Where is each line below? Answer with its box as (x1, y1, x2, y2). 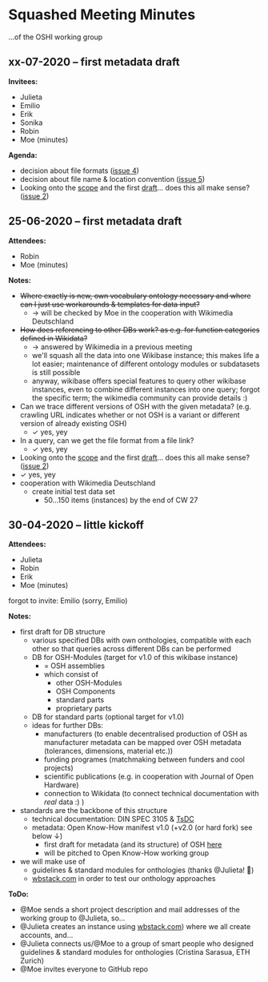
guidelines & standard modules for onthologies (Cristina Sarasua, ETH (19, 948, 250, 957)
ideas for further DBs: (31, 721, 104, 730)
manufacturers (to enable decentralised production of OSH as (43, 729, 248, 739)
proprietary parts (55, 703, 112, 714)
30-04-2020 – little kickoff (8, 518, 144, 532)
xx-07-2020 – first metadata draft (8, 55, 180, 69)
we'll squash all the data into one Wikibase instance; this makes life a (31, 350, 260, 360)
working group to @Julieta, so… (19, 913, 126, 923)
